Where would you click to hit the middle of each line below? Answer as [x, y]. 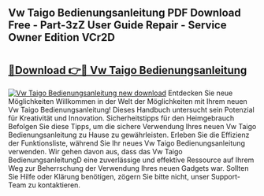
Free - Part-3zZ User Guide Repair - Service [117, 26]
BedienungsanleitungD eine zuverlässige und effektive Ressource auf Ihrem [131, 160]
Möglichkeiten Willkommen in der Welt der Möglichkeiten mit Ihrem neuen [128, 101]
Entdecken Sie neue [201, 93]
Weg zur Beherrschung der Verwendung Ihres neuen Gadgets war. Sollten [128, 168]
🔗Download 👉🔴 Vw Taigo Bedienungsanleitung [128, 70]
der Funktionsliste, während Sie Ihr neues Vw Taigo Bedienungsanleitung [127, 143]
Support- [225, 177]
